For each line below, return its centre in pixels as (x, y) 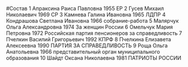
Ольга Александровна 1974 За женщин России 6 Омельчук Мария (90, 27)
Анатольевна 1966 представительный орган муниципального (83, 52)
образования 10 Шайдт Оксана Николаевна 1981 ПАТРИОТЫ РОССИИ (94, 58)
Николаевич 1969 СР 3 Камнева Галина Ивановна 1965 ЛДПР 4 (86, 15)
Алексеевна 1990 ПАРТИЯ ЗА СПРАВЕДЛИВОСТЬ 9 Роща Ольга (87, 45)
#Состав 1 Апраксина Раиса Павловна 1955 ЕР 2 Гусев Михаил (85, 8)
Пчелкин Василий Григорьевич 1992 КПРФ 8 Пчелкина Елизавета (89, 39)
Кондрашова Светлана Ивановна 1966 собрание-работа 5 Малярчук (93, 21)
